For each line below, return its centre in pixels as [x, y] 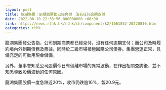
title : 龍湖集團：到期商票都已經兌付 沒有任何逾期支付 [55, 14]
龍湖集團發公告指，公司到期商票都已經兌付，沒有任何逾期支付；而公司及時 [81, 43]
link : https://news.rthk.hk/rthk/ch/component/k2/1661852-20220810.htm [80, 23]
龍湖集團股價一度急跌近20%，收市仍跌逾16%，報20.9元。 [64, 83]
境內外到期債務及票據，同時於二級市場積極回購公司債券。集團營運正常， [83, 49]
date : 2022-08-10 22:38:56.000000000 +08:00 [52, 19]
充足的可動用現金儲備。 [33, 55]
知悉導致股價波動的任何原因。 [35, 72]
